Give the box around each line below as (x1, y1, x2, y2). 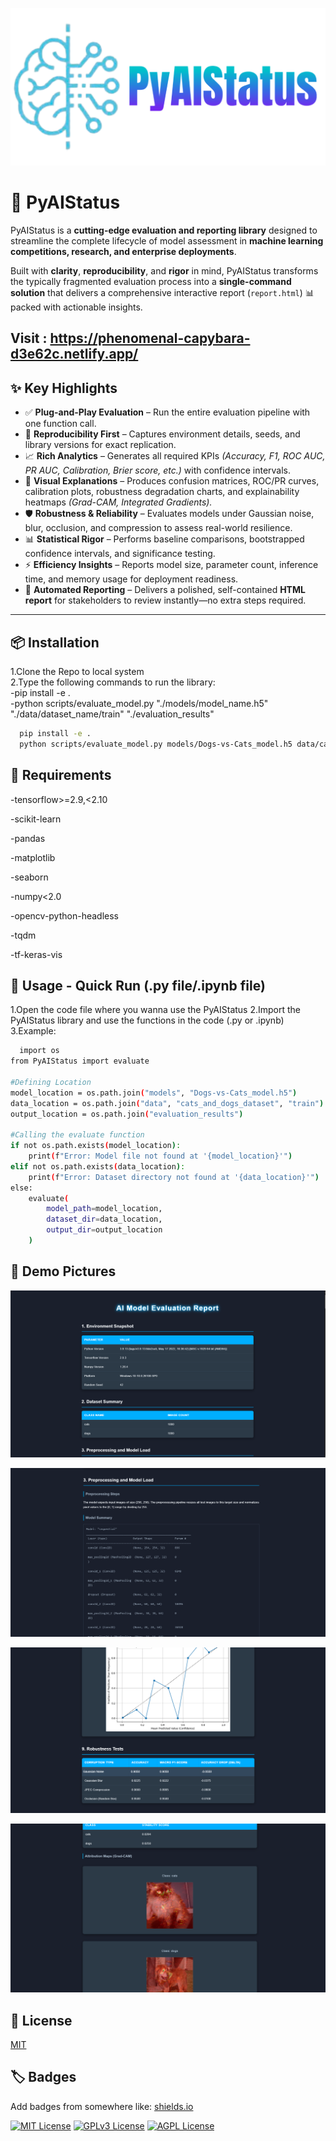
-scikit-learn (10, 813, 62, 825)
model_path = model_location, (46, 1204, 163, 1214)
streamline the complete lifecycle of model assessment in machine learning (10, 234, 324, 247)
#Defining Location (10, 1077, 92, 1087)
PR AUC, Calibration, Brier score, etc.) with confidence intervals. (24, 464, 292, 477)
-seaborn (10, 871, 49, 883)
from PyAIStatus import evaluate (10, 1056, 150, 1067)
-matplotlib (10, 851, 56, 863)
